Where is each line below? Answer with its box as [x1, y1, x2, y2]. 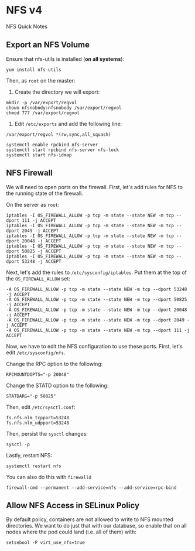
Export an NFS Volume [6, 40, 90, 50]
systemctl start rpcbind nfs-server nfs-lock [6, 147, 119, 153]
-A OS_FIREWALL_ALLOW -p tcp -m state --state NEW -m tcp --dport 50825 [6, 296, 187, 302]
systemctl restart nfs [6, 463, 61, 469]
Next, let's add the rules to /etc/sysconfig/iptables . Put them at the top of [6, 269, 187, 276]
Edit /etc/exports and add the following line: [14, 120, 122, 127]
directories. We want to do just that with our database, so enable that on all [6, 522, 187, 529]
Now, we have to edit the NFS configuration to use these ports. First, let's [6, 343, 183, 350]
